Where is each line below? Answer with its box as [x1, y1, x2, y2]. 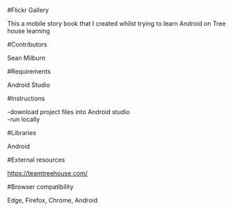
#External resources [7, 156, 65, 164]
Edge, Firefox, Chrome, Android [7, 196, 98, 204]
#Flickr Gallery [7, 6, 49, 14]
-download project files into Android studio [7, 108, 130, 116]
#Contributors [7, 40, 47, 48]
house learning [7, 27, 50, 35]
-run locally [7, 115, 40, 123]
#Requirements [7, 68, 51, 75]
